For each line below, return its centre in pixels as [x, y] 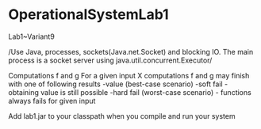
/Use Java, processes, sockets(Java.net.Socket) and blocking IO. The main [131, 51]
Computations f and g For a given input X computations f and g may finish [129, 75]
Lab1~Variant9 [32, 36]
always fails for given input [52, 101]
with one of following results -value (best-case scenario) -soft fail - [118, 84]
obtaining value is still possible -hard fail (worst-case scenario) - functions [130, 92]
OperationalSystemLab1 [88, 15]
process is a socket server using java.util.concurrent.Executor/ [110, 60]
